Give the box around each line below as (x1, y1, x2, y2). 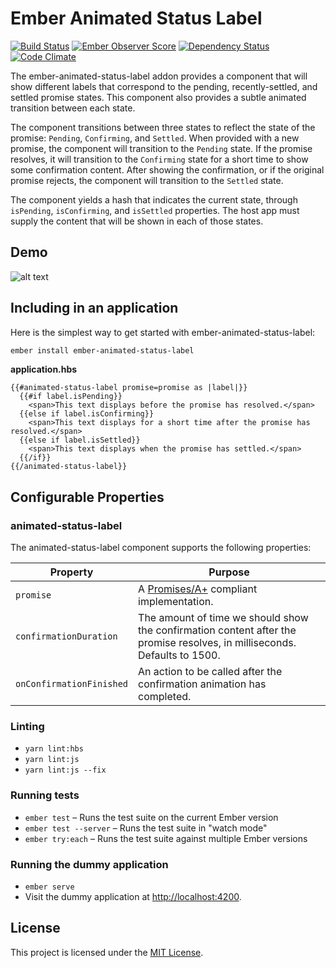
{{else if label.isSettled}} (19, 435, 141, 446)
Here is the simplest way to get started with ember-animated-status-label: (10, 326, 316, 338)
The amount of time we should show (138, 611, 309, 625)
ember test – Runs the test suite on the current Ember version (24, 811, 279, 823)
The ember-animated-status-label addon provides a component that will (10, 70, 308, 82)
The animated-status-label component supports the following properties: (10, 542, 312, 554)
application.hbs (10, 363, 78, 376)
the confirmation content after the (138, 623, 297, 637)
